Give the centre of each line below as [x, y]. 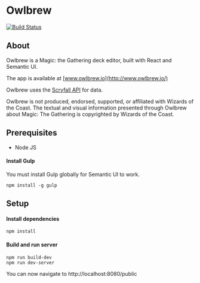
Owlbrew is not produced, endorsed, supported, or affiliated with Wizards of [100, 101]
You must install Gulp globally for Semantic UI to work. [73, 174]
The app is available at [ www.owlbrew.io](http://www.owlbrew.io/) [87, 78]
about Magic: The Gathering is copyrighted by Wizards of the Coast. [90, 114]
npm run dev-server [30, 263]
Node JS [26, 147]
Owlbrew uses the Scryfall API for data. [55, 90]
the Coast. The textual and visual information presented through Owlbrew [96, 108]
